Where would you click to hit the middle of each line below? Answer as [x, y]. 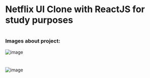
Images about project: [33, 41]
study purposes [39, 20]
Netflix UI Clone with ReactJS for [75, 9]
